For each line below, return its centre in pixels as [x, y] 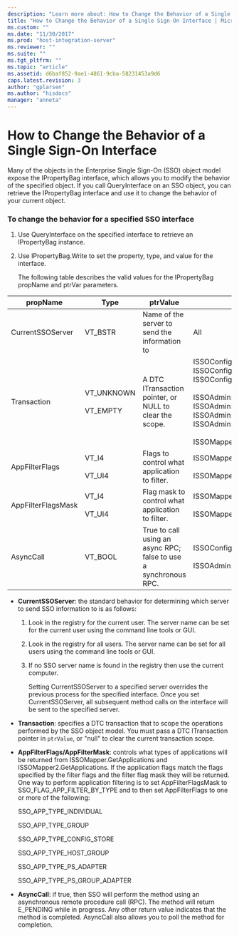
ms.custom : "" [28, 27]
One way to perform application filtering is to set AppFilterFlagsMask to [122, 783]
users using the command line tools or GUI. [91, 652]
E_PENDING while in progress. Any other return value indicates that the [122, 910]
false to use [161, 557]
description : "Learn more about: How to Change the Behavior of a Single [119, 14]
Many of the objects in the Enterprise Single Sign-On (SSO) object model [114, 170]
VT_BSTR [100, 332]
